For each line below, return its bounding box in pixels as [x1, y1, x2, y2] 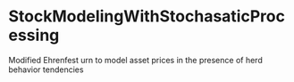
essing [8, 25, 60, 45]
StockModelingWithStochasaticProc [8, 6, 285, 27]
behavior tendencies [8, 64, 84, 75]
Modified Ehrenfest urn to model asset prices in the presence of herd [8, 54, 263, 65]
